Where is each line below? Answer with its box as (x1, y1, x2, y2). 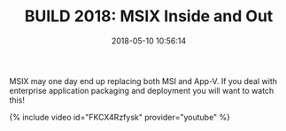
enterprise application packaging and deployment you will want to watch (9, 85, 274, 96)
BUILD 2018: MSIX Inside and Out (24, 6, 274, 27)
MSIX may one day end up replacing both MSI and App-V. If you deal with (9, 75, 277, 86)
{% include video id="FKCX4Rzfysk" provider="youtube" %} (9, 112, 231, 122)
